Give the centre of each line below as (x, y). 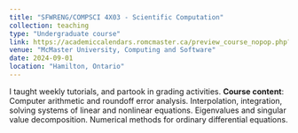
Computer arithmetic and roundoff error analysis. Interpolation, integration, (146, 100)
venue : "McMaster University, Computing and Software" (113, 50)
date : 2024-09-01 (41, 58)
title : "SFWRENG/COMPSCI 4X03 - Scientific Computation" (117, 17)
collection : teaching (49, 26)
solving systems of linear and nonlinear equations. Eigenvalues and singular (148, 110)
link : (19, 42)
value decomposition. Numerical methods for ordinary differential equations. (149, 119)
